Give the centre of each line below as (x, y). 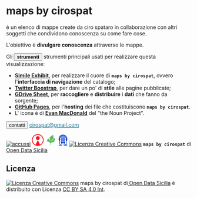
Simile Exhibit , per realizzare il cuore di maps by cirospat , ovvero (94, 75)
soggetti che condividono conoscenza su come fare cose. (76, 33)
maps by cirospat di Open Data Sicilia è (128, 183)
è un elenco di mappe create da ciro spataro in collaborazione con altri (92, 27)
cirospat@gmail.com (54, 124)
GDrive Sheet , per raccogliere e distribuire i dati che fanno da (91, 94)
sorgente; (26, 100)
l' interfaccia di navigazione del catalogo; (65, 81)
